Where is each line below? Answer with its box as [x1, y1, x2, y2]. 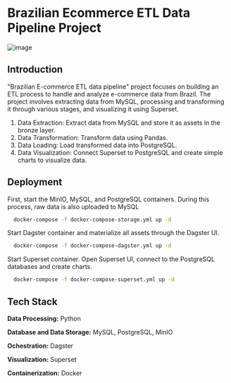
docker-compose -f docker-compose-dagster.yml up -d [13, 242, 172, 249]
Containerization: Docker [7, 369, 82, 377]
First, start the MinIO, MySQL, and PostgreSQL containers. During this [7, 195, 210, 203]
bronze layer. [17, 125, 56, 134]
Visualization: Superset [7, 356, 77, 363]
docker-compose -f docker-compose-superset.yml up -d [13, 276, 175, 283]
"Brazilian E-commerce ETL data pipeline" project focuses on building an [7, 82, 219, 91]
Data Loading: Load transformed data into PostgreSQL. [17, 141, 177, 149]
